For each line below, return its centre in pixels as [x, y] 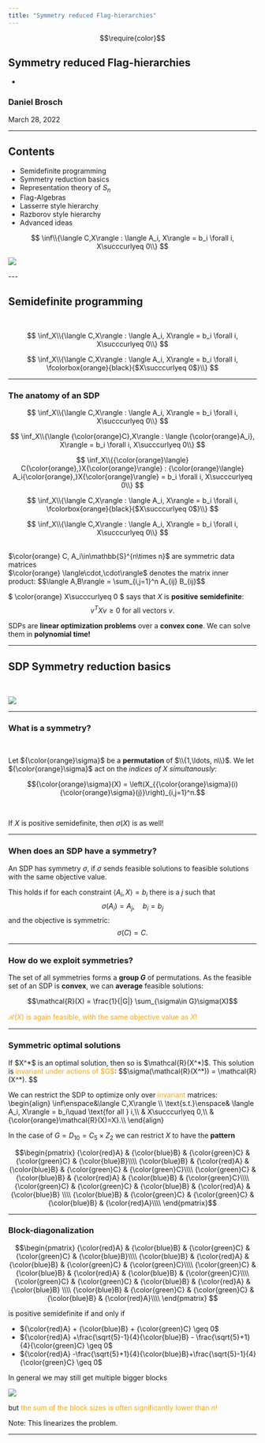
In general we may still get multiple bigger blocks [88, 1377]
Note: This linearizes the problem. [63, 1422]
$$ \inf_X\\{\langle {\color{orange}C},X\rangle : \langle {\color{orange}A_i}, [132, 437]
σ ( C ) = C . [132, 933]
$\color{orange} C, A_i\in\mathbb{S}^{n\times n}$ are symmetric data [121, 557]
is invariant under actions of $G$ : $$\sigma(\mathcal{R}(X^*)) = [112, 1071]
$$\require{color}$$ [132, 38]
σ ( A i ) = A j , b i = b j [132, 907]
